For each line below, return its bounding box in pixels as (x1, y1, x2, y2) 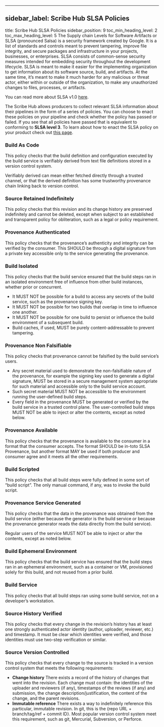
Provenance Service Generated (5, 499, 81, 506)
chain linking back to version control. (5, 183, 80, 189)
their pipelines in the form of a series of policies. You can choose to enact (5, 109, 154, 114)
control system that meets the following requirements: (5, 665, 114, 671)
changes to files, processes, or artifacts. (5, 84, 86, 90)
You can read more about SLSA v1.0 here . (5, 94, 89, 100)
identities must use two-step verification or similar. (5, 637, 107, 643)
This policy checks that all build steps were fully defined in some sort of (5, 477, 150, 483)
